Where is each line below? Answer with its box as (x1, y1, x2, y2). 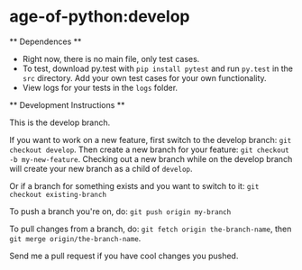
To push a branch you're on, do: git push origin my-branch (9, 205, 232, 217)
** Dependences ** (9, 36, 82, 47)
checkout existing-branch (9, 190, 106, 199)
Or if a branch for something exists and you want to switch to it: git (9, 180, 260, 191)
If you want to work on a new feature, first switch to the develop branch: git (9, 134, 292, 145)
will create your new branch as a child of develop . (9, 163, 193, 174)
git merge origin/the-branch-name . (9, 232, 142, 244)
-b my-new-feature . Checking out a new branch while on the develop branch (9, 153, 293, 164)
